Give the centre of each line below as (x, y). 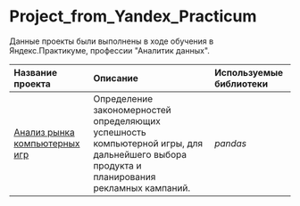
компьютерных (47, 143)
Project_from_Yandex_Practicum (133, 16)
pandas (230, 143)
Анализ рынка (44, 132)
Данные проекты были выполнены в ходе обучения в (112, 41)
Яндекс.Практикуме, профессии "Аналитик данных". (109, 50)
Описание (116, 78)
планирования (125, 177)
